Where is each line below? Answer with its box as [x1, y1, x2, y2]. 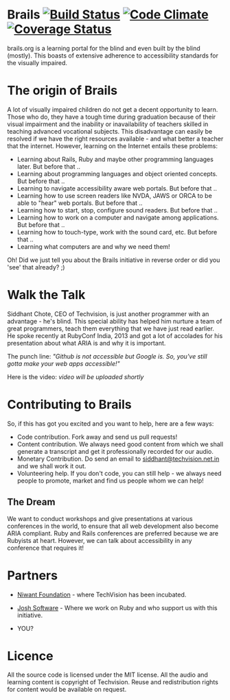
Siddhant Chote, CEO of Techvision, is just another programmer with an [7, 309, 209, 318]
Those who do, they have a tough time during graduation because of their [7, 112, 216, 121]
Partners [7, 568, 58, 583]
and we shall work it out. [16, 461, 87, 470]
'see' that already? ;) [7, 263, 65, 271]
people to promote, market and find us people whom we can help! [16, 476, 204, 485]
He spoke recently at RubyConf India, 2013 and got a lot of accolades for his [7, 331, 223, 339]
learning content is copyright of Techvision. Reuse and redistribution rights [7, 678, 218, 686]
